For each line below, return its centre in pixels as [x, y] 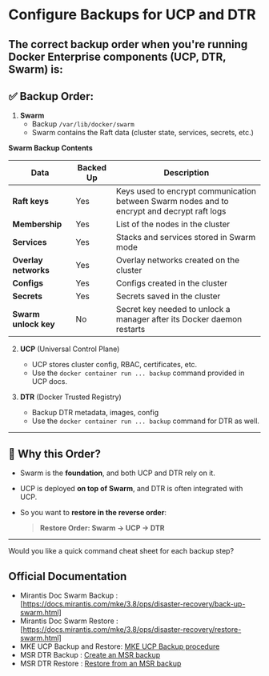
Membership [37, 224]
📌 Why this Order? [55, 454]
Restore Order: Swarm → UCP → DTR [102, 528]
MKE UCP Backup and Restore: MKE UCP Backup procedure [120, 646]
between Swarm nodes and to [173, 202]
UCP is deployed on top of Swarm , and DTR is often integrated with [131, 489]
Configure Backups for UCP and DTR [132, 15]
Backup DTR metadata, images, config [95, 413]
